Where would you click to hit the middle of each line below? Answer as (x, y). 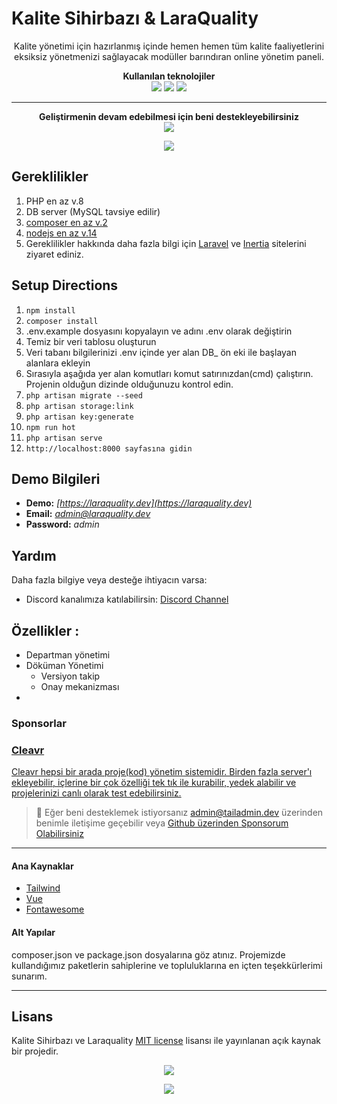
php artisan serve (64, 438)
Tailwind (43, 888)
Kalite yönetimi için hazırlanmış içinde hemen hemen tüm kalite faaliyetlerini (169, 46)
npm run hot (50, 427)
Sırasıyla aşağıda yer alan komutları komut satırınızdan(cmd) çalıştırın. (169, 373)
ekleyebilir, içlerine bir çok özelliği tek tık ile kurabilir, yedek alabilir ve (154, 783)
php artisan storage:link (79, 406)
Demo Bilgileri (56, 478)
